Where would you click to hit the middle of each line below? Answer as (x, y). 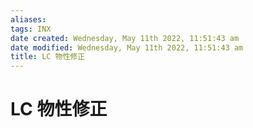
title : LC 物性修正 (48, 57)
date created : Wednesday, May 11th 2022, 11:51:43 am (125, 38)
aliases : (28, 19)
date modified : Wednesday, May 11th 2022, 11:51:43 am (127, 47)
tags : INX (31, 29)
